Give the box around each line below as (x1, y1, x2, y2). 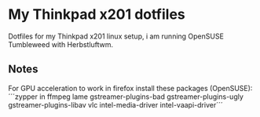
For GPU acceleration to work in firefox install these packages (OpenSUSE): (8, 83, 253, 93)
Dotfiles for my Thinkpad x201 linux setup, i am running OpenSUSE (8, 31, 224, 41)
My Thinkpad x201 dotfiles (8, 5, 186, 24)
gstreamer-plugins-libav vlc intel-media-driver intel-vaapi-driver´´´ (8, 100, 223, 109)
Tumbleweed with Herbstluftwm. (8, 39, 114, 49)
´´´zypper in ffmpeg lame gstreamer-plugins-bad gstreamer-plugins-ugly (8, 92, 244, 101)
